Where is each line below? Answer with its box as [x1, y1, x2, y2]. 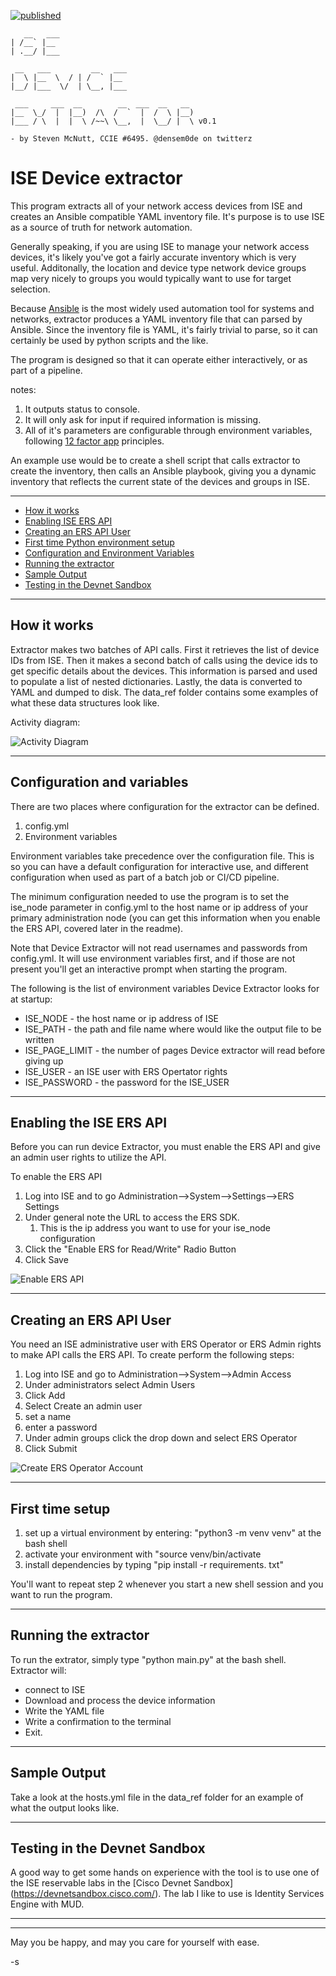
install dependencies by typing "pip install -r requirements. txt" [24, 1559, 284, 1570]
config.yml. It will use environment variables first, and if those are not [10, 952, 296, 964]
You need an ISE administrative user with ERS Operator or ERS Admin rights [10, 1338, 322, 1350]
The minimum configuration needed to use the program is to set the [10, 890, 290, 902]
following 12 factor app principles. [24, 435, 165, 447]
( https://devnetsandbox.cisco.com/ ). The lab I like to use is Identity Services [10, 1888, 325, 1900]
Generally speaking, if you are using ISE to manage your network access [10, 240, 310, 252]
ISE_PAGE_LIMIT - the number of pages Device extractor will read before [24, 1044, 326, 1056]
